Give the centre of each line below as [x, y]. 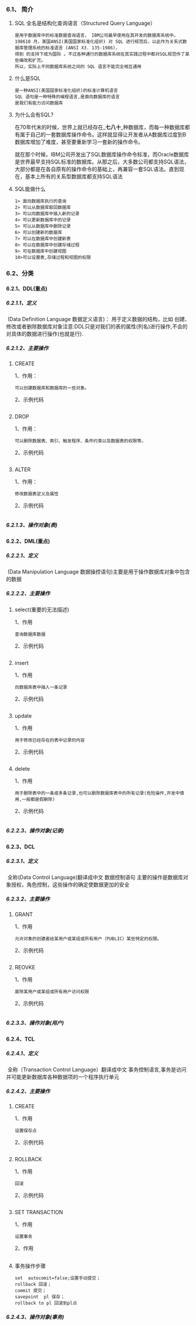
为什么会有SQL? [34, 115]
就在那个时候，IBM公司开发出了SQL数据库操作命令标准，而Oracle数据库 [102, 155]
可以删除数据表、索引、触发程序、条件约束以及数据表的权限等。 [80, 441]
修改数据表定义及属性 [36, 494]
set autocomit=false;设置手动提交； [58, 1278]
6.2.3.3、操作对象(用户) [35, 1023]
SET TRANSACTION [39, 1212]
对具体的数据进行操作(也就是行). [45, 334]
